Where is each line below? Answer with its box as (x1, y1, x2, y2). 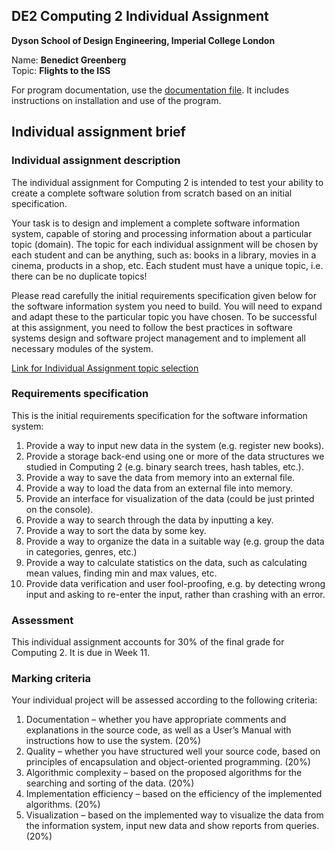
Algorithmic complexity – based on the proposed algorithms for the (25, 767, 303, 779)
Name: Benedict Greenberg (11, 54, 127, 66)
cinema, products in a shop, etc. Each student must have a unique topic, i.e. (11, 259, 324, 271)
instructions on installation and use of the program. (11, 94, 222, 106)
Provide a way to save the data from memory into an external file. (25, 471, 296, 483)
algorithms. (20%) (25, 799, 101, 811)
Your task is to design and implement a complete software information (11, 217, 301, 229)
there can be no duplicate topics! (11, 270, 148, 282)
